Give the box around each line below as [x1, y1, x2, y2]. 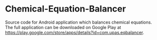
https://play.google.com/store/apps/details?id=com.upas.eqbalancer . [5, 29, 144, 35]
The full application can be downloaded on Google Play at [5, 24, 121, 30]
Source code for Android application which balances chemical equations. [5, 19, 152, 25]
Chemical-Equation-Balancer [5, 3, 126, 14]
